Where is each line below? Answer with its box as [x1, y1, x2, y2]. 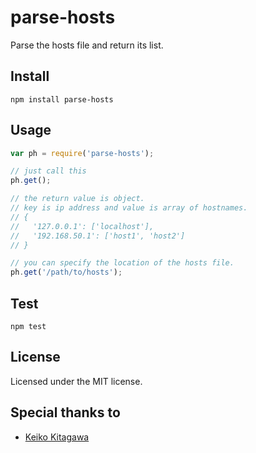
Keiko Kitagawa [24, 431, 90, 443]
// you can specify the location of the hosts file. [10, 258, 235, 268]
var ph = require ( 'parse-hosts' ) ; [10, 148, 155, 158]
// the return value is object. [10, 194, 145, 204]
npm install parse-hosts [10, 94, 114, 105]
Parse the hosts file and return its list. [10, 39, 164, 51]
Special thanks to [10, 404, 121, 421]
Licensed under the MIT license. [10, 375, 143, 387]
